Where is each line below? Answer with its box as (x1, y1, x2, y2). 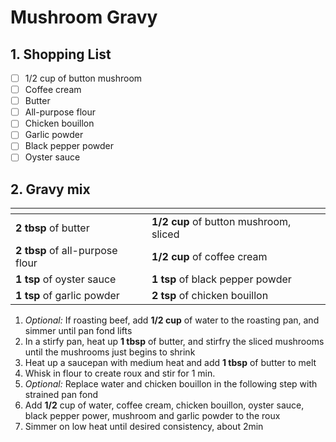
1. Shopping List (10, 46, 112, 63)
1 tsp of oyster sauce (15, 272, 117, 286)
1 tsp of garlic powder (15, 289, 120, 303)
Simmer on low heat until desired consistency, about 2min (24, 421, 264, 433)
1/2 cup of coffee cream (151, 250, 268, 264)
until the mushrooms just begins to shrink (24, 346, 196, 358)
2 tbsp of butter (15, 221, 90, 235)
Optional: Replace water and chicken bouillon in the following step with (24, 378, 318, 390)
